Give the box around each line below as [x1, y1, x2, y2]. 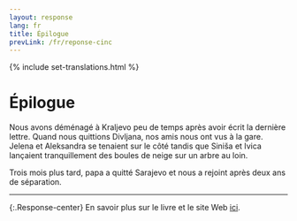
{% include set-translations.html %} [9, 62, 140, 72]
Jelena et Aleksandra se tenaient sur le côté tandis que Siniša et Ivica [9, 141, 263, 151]
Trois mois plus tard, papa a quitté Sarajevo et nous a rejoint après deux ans [9, 167, 286, 178]
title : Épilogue [9, 29, 69, 38]
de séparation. [9, 177, 62, 187]
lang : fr [9, 21, 42, 30]
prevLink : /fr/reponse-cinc [9, 37, 113, 47]
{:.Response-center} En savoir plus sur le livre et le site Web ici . [9, 202, 240, 213]
